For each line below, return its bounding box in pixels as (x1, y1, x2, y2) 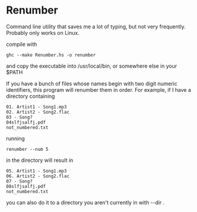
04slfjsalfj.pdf (6, 119, 46, 125)
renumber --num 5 (6, 146, 49, 152)
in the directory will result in (6, 157, 74, 164)
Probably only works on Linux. (6, 29, 79, 36)
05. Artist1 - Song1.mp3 (6, 168, 67, 174)
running (6, 135, 25, 142)
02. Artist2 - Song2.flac (6, 109, 69, 115)
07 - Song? (6, 178, 33, 184)
